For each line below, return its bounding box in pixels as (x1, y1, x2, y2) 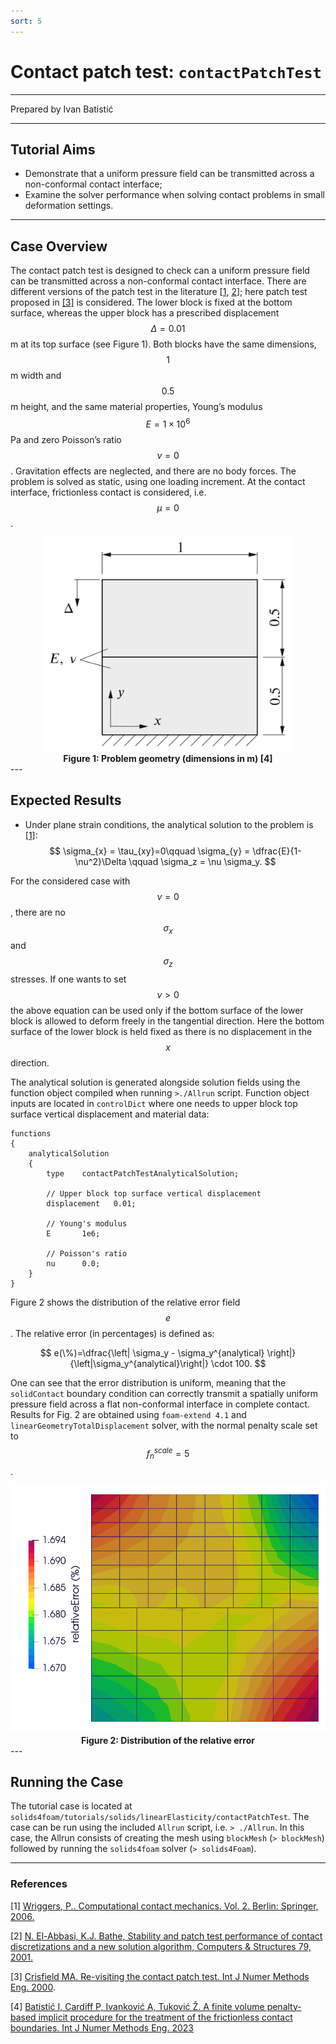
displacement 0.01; (46, 1199, 137, 1209)
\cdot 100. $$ (210, 1358, 267, 1370)
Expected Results (10, 792, 122, 809)
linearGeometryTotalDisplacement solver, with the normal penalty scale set (10, 1420, 318, 1432)
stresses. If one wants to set (10, 973, 127, 985)
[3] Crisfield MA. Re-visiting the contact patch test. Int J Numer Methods (10, 1970, 310, 1982)
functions (10, 1129, 52, 1139)
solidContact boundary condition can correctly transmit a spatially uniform (10, 1388, 319, 1400)
